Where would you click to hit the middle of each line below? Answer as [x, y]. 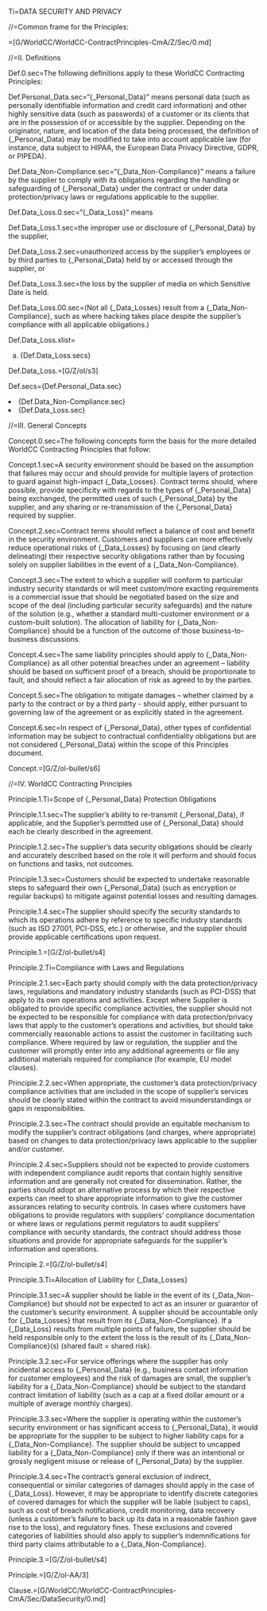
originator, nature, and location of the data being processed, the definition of [133, 131]
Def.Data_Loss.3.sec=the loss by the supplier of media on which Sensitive [129, 284]
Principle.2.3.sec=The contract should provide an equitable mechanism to [129, 1124]
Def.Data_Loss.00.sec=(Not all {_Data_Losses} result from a [106, 308]
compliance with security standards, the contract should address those [125, 1232]
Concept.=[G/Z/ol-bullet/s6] [54, 768]
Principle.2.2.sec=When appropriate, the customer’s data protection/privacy [133, 1083]
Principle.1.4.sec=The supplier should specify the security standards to [124, 911]
